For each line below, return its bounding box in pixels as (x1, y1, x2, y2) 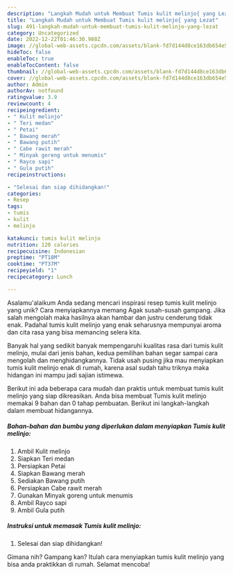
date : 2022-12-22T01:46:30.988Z (7, 36, 101, 43)
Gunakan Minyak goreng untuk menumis (17, 491, 133, 499)
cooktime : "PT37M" (7, 260, 60, 267)
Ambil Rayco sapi (17, 498, 67, 506)
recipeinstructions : (7, 171, 67, 178)
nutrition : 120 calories (7, 241, 79, 248)
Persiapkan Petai (17, 461, 66, 470)
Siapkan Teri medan (17, 454, 75, 463)
